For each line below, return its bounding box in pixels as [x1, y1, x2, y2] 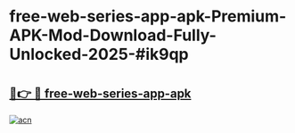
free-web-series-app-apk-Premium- [9, 6, 287, 27]
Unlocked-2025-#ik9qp [9, 45, 189, 64]
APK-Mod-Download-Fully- [9, 25, 217, 46]
